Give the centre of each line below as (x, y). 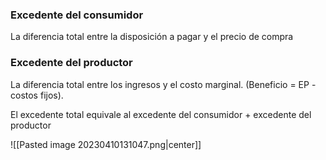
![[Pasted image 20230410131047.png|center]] (106, 144)
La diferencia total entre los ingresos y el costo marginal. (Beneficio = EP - (163, 84)
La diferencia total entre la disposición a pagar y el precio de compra (152, 37)
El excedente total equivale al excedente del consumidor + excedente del (161, 114)
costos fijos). (37, 95)
